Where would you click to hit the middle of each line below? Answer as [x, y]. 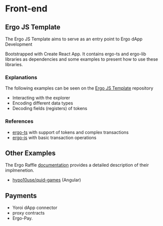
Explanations [21, 77]
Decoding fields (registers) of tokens [50, 109]
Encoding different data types [43, 103]
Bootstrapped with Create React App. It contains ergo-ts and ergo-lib [76, 54]
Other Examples [30, 153]
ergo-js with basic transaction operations [54, 137]
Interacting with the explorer [41, 98]
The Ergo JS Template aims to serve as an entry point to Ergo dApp [74, 39]
